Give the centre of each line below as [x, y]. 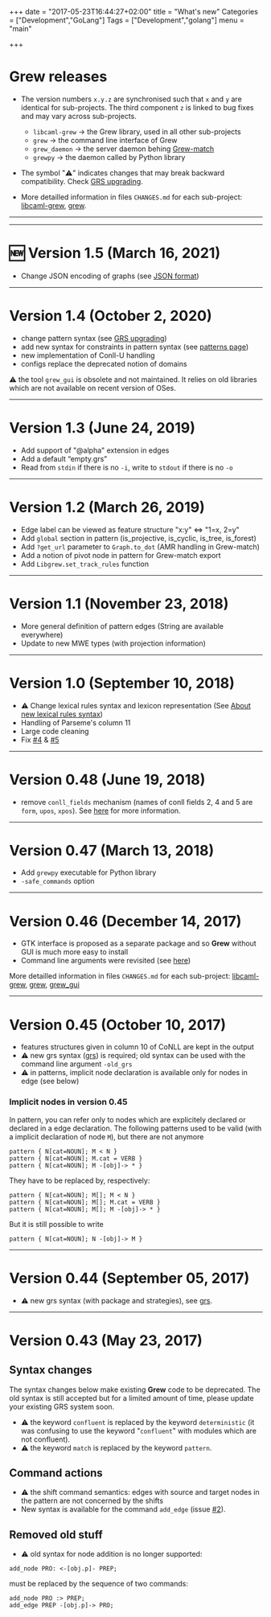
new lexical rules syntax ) [62, 714]
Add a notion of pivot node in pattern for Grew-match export [121, 555]
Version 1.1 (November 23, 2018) [119, 603]
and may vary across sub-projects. [79, 116]
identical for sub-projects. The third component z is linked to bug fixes [137, 107]
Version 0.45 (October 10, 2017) [117, 1025]
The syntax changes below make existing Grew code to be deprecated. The [135, 1389]
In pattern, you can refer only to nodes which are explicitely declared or [127, 1119]
